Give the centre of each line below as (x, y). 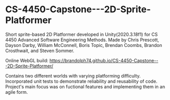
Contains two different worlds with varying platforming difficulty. (73, 76)
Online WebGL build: (27, 60)
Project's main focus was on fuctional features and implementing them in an (85, 86)
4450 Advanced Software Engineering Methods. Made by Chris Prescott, (82, 40)
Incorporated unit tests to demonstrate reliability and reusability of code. (81, 81)
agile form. (17, 92)
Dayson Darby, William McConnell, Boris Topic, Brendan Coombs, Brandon (84, 45)
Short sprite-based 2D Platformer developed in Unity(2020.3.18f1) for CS (82, 34)
